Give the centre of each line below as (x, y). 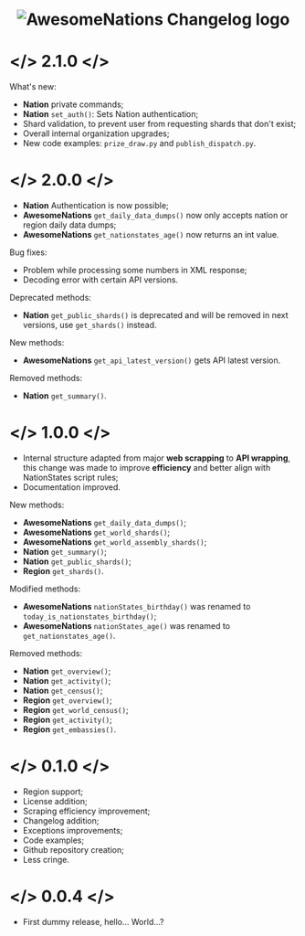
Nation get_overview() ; (67, 671)
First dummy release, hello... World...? (93, 921)
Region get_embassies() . (69, 729)
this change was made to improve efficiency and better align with (147, 468)
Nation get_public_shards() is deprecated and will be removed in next (156, 315)
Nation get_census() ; (63, 691)
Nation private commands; (73, 104)
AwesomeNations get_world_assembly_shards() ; (115, 542)
